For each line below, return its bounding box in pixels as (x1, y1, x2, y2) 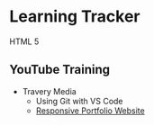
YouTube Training (9, 62, 111, 77)
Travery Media (22, 85, 77, 96)
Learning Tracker (9, 6, 140, 27)
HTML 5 (9, 36, 40, 47)
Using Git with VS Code (35, 95, 123, 106)
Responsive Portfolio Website (35, 105, 146, 116)
